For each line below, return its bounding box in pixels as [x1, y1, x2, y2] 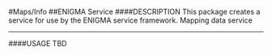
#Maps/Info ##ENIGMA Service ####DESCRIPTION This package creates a [8, 7, 261, 16]
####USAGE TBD [8, 39, 67, 48]
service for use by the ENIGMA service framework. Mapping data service [8, 15, 253, 25]
